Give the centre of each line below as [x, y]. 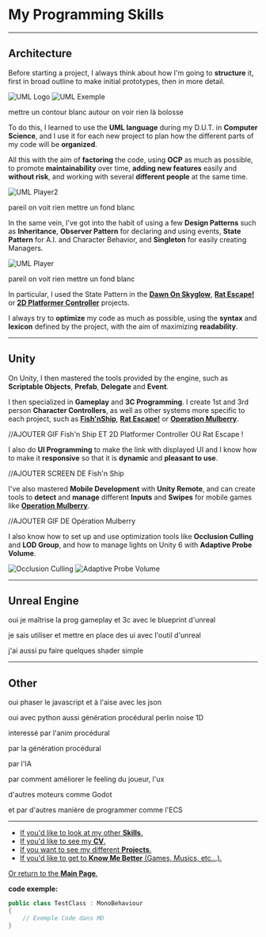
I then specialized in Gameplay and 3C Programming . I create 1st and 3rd [129, 402]
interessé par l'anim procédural [59, 733]
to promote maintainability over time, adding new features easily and [123, 168]
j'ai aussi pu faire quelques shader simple [76, 651]
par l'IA [20, 764]
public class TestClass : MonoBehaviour [76, 904]
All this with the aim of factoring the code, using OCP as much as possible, [131, 160]
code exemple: [33, 889]
